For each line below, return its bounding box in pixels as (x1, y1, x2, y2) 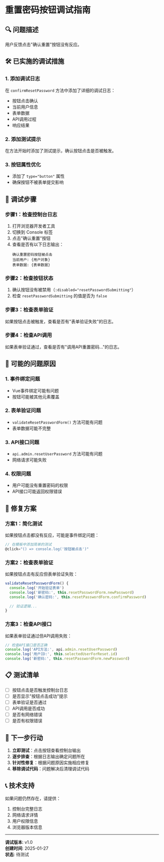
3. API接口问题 (5, 439, 40, 446)
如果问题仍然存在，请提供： (5, 795, 61, 801)
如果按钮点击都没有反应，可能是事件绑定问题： (5, 532, 99, 538)
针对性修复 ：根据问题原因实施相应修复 (12, 760, 89, 766)
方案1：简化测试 (5, 520, 42, 527)
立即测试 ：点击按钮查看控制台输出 (12, 747, 81, 753)
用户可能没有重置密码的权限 (12, 482, 68, 488)
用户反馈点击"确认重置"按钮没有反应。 (5, 42, 82, 47)
